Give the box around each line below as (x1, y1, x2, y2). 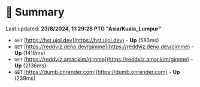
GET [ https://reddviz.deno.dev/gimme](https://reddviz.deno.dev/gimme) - (14, 43, 195, 50)
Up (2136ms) (14, 62, 47, 69)
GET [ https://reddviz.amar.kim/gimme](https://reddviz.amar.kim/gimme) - (14, 55, 193, 63)
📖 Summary (5, 5, 65, 19)
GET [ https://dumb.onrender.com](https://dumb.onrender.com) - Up (14, 68, 180, 75)
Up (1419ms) (14, 49, 46, 56)
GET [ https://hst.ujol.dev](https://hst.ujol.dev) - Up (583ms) (14, 36, 159, 44)
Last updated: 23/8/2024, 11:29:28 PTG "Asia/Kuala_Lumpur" (5, 25, 162, 32)
